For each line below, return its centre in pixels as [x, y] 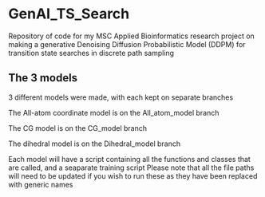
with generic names [41, 184]
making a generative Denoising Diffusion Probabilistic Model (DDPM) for [127, 44]
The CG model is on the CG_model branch [78, 128]
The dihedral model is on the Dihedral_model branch [95, 144]
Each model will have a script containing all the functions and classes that [130, 159]
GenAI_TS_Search [69, 14]
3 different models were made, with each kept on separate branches [121, 97]
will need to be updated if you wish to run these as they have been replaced [133, 175]
